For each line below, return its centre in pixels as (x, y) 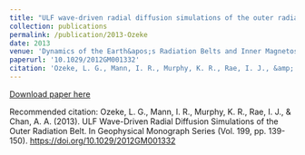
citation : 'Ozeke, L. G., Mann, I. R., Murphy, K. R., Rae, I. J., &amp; (152, 69)
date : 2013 (30, 43)
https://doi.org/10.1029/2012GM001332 (103, 140)
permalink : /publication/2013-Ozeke (79, 34)
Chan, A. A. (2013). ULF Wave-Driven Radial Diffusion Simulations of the (144, 121)
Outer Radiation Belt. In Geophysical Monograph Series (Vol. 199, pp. (138, 131)
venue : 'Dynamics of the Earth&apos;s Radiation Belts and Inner (135, 52)
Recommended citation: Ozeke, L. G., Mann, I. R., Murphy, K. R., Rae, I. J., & (150, 111)
